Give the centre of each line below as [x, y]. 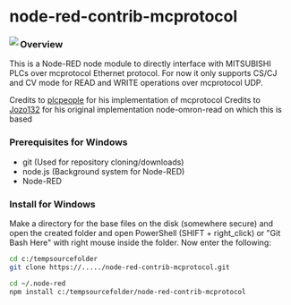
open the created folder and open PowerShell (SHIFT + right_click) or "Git [145, 233]
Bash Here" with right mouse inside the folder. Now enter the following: [140, 242]
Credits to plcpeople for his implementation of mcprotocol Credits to [135, 100]
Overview [42, 45]
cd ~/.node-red [38, 284]
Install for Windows [52, 204]
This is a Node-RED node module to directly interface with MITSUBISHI [140, 64]
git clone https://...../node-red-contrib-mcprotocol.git [120, 267]
